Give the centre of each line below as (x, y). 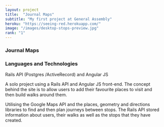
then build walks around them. (36, 95)
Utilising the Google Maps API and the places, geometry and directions (78, 105)
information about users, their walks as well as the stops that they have (78, 115)
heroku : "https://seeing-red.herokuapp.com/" (53, 24)
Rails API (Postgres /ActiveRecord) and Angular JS (57, 75)
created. (14, 121)
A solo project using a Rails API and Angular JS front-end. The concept (78, 84)
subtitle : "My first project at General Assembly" (59, 19)
